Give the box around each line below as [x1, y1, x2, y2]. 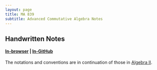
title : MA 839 [5, 12, 35, 17]
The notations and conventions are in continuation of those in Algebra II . [5, 59, 153, 65]
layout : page [5, 7, 32, 12]
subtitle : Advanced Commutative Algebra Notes [5, 16, 103, 21]
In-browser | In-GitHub [5, 48, 53, 54]
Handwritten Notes [5, 35, 65, 43]
